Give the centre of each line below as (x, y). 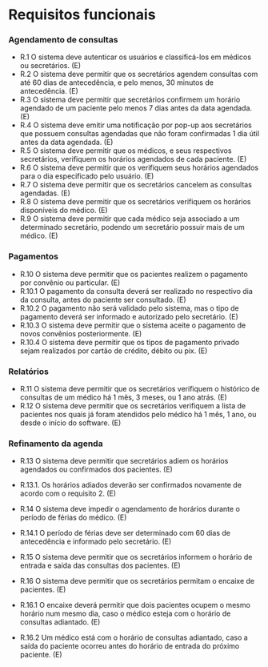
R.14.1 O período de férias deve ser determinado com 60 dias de (125, 533)
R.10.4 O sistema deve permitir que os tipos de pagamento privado (130, 342)
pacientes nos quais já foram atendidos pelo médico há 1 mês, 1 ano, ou (138, 415)
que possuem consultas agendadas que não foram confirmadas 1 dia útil (140, 134)
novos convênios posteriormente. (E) (81, 333)
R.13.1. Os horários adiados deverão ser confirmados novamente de (131, 485)
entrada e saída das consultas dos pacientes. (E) (100, 565)
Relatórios (29, 372)
